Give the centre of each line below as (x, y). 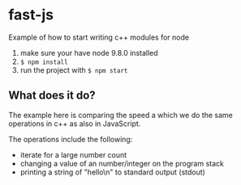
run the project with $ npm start (74, 69)
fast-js (31, 15)
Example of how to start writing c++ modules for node (99, 37)
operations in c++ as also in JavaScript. (75, 124)
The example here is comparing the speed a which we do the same (120, 115)
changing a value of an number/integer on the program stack (122, 163)
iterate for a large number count (73, 154)
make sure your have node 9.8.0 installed (89, 53)
